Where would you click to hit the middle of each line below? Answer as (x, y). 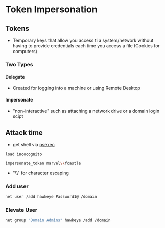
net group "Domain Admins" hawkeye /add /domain (58, 220)
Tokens (17, 28)
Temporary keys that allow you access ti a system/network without (83, 40)
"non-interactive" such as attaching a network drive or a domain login (86, 111)
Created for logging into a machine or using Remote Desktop (76, 88)
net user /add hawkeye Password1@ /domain (51, 197)
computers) (25, 51)
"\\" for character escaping (41, 173)
